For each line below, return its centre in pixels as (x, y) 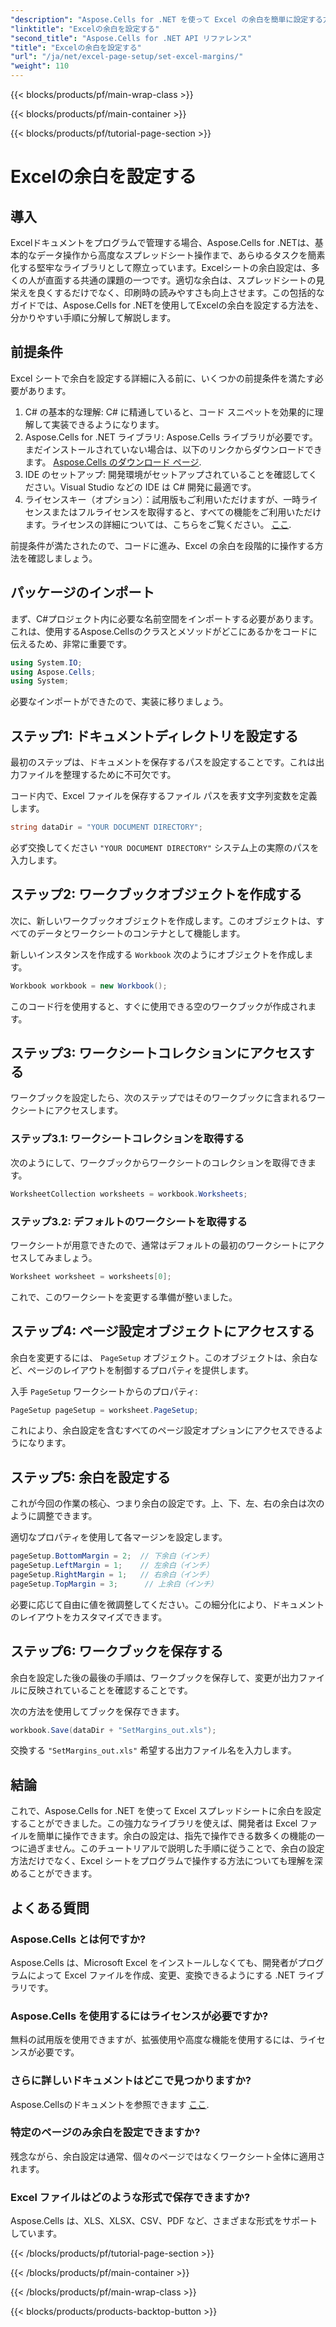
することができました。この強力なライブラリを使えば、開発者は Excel (154, 1823)
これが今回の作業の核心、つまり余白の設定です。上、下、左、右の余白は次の (167, 1503)
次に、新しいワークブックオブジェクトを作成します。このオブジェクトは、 (163, 920)
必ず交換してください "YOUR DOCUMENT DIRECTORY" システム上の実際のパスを (165, 847)
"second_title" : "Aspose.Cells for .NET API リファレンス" (131, 38)
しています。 (36, 2233)
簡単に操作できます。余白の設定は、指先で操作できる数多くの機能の (176, 1836)
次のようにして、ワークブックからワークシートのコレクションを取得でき (159, 1162)
